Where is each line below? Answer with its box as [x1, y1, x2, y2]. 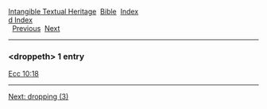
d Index [8, 15, 33, 25]
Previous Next [11, 24, 60, 33]
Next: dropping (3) [8, 91, 69, 102]
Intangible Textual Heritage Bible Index [8, 7, 139, 16]
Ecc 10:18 [8, 69, 40, 79]
